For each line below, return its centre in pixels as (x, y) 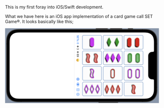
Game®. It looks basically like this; (39, 22)
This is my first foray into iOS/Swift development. (54, 7)
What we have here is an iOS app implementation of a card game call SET (79, 16)
